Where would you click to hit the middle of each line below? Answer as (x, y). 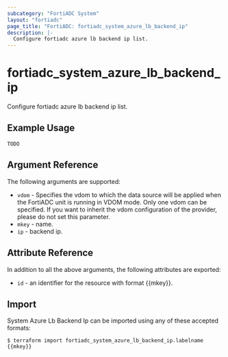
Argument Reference (53, 165)
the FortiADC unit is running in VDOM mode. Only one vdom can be (112, 202)
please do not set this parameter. (64, 216)
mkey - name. (35, 224)
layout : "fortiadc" (35, 20)
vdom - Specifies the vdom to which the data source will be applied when (119, 195)
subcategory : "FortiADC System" (53, 13)
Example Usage (41, 128)
